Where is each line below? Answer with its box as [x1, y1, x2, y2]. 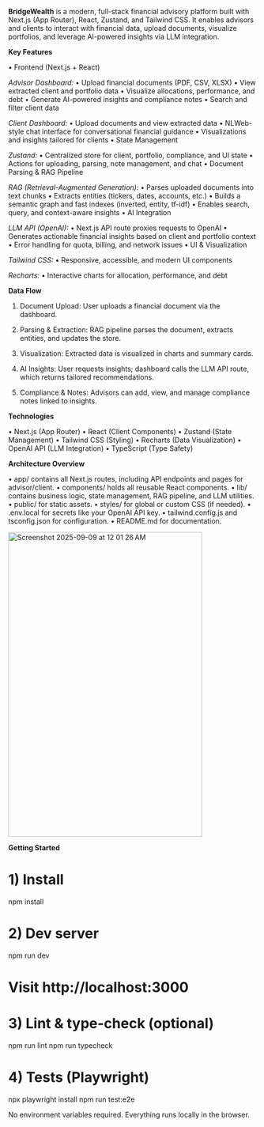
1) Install [8, 871, 65, 889]
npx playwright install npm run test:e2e [8, 1095, 135, 1104]
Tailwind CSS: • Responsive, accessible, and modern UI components [8, 255, 233, 264]
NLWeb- [224, 119, 253, 127]
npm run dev [8, 951, 50, 960]
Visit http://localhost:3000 [8, 978, 189, 997]
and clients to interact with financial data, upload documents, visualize [8, 24, 237, 32]
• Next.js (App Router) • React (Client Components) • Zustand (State [8, 427, 232, 436]
